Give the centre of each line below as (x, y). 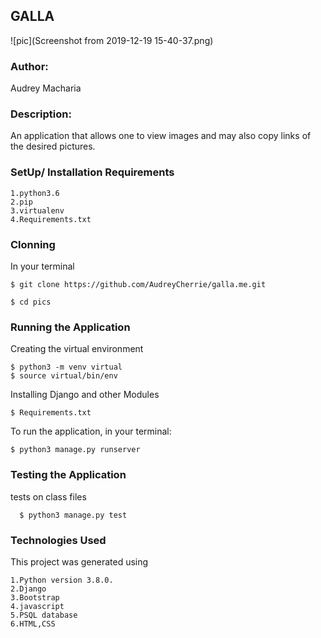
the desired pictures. (53, 146)
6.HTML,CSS (33, 624)
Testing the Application (68, 475)
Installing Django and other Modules (85, 395)
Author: (29, 66)
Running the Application (70, 327)
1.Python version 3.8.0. (62, 580)
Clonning (33, 244)
